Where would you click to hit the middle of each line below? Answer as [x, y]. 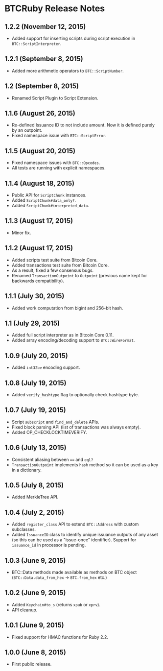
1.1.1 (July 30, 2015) [35, 296]
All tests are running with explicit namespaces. [58, 168]
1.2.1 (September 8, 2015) [44, 59]
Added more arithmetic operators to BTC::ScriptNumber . [68, 71]
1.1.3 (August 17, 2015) [39, 221]
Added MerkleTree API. [35, 497]
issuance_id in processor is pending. [49, 545]
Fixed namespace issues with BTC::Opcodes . [56, 163]
